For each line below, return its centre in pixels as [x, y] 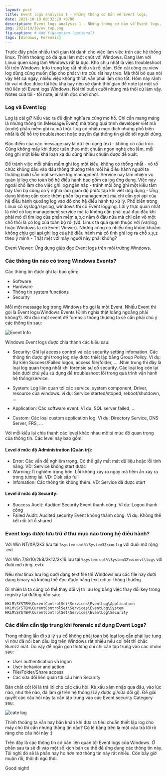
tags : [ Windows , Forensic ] [33, 38]
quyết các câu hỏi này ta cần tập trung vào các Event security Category [79, 698]
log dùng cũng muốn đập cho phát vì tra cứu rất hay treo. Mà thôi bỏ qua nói [83, 73]
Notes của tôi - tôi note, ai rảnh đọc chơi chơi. [52, 94]
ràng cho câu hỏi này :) [29, 733]
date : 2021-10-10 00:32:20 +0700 [40, 19]
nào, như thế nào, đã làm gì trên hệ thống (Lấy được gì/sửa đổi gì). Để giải [81, 693]
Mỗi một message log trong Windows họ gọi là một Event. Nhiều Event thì [81, 307]
